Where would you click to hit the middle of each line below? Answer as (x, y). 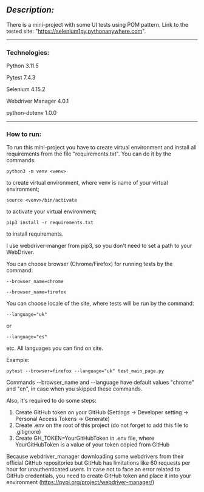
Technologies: (28, 52)
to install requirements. (35, 234)
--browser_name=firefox (36, 292)
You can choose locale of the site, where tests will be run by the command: (100, 304)
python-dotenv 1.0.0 (32, 113)
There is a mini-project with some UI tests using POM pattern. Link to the (97, 24)
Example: (18, 360)
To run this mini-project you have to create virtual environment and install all (101, 148)
